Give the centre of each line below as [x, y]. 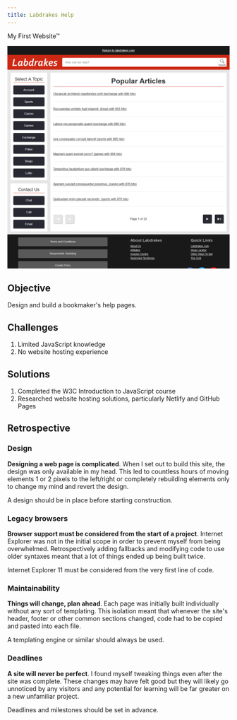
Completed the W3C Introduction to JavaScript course [97, 391]
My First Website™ [34, 36]
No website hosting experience [63, 352]
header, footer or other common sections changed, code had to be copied [115, 619]
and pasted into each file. [44, 626]
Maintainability [34, 588]
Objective [29, 289]
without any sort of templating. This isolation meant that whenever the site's [117, 611]
